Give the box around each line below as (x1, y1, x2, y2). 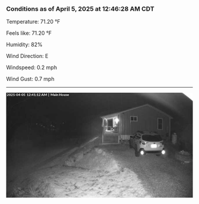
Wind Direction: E (6, 53, 49, 60)
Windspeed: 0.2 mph (6, 64, 57, 71)
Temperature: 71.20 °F (6, 18, 60, 25)
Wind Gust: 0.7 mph (6, 76, 54, 83)
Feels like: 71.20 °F (6, 30, 52, 37)
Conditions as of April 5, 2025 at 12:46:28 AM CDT (6, 5, 155, 13)
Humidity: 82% (6, 41, 43, 48)
